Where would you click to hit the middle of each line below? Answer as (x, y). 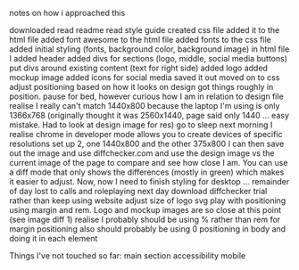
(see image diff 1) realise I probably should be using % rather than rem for (145, 219)
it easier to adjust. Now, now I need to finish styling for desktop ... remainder (149, 181)
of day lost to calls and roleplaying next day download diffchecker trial (138, 191)
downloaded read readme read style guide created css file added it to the (145, 30)
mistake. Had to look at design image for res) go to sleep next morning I (141, 125)
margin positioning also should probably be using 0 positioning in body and (148, 229)
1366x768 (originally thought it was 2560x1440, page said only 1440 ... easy (149, 115)
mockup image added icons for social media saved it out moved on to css (145, 78)
